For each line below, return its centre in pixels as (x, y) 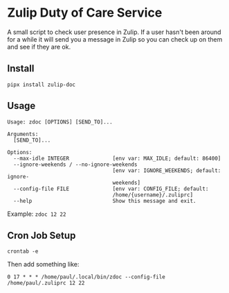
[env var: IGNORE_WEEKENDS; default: (167, 170)
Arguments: (23, 134)
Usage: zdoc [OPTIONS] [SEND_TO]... (60, 122)
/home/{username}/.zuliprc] (153, 195)
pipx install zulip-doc (42, 85)
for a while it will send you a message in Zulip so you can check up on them (115, 39)
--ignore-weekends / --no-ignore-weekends (75, 165)
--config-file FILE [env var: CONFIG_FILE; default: (111, 189)
